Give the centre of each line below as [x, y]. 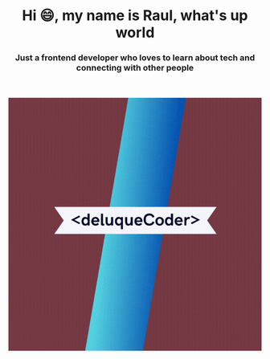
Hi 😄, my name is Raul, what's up [135, 16]
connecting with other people [135, 68]
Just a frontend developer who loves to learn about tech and [135, 58]
